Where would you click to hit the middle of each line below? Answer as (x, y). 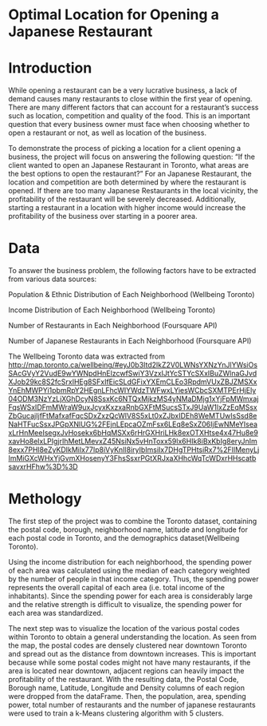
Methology (45, 499)
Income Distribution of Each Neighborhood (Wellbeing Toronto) (112, 310)
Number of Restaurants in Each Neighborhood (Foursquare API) (113, 326)
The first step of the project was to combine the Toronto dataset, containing (133, 521)
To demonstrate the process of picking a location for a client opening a (125, 149)
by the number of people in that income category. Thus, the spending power (133, 579)
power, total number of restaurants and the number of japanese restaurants (132, 705)
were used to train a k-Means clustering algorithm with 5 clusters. (116, 713)
